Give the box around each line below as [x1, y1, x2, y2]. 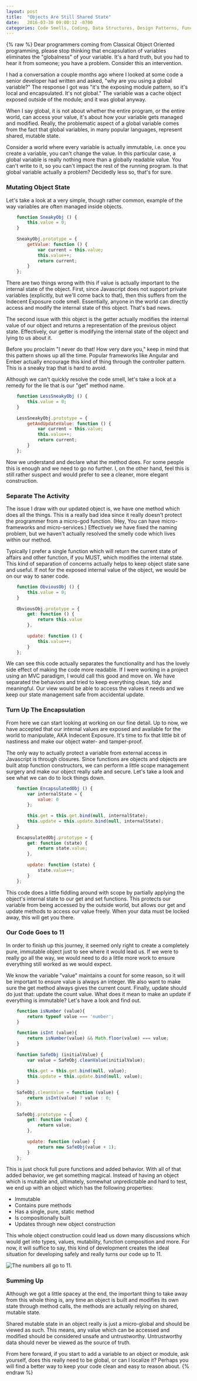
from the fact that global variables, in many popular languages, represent [6, 126, 183, 133]
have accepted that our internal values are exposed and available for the [6, 725, 181, 732]
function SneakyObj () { [16, 214, 77, 220]
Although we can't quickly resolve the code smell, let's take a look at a [6, 376, 176, 383]
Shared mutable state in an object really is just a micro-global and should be [6, 1320, 190, 1327]
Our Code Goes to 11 [6, 928, 64, 936]
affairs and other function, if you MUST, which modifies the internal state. [6, 554, 184, 561]
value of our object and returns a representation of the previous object [6, 322, 176, 329]
